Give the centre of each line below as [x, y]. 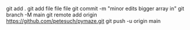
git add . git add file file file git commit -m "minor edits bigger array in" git [95, 9]
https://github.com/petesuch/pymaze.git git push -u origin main [83, 21]
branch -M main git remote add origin [52, 15]
